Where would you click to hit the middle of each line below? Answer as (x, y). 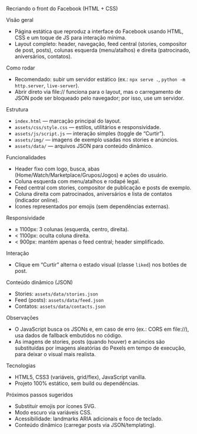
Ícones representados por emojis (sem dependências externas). (92, 206)
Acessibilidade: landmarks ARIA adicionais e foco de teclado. (89, 419)
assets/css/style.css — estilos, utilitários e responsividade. (88, 127)
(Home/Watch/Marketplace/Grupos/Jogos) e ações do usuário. (91, 175)
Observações (22, 318)
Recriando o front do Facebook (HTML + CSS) (62, 9)
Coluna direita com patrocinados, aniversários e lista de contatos (93, 194)
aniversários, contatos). (43, 56)
